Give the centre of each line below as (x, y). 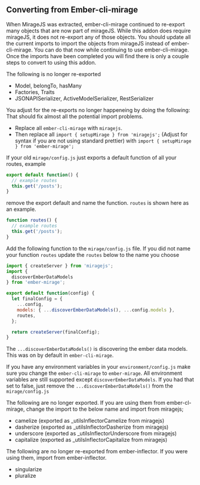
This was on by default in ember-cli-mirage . (60, 355)
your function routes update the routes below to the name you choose (93, 254)
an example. (21, 210)
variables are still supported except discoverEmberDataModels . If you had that (100, 380)
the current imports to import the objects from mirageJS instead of (88, 43)
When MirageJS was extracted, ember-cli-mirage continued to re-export (96, 24)
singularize (28, 469)
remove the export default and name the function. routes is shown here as (98, 203)
